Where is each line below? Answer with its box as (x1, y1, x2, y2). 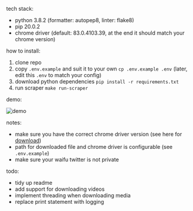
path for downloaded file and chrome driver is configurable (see (14, 143, 173, 150)
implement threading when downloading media (14, 192, 131, 199)
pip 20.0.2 (14, 23, 41, 30)
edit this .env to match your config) (14, 72, 102, 78)
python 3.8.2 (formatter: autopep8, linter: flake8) (14, 17, 134, 23)
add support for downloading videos (14, 185, 105, 192)
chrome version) (14, 36, 56, 42)
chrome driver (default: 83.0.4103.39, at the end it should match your (14, 29, 185, 36)
